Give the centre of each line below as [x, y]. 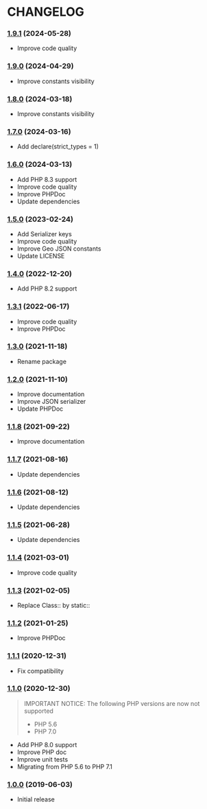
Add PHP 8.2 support [47, 288]
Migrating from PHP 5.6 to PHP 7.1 [65, 766]
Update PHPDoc [40, 409]
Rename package [42, 361]
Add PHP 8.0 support [47, 744]
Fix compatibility [40, 671]
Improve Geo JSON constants [59, 249]
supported [38, 711]
